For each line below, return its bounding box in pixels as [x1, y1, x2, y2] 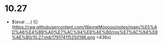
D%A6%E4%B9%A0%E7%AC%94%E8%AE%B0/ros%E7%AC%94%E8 [11, 29, 158, 35]
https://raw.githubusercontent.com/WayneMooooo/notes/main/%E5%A [13, 24, 157, 30]
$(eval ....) [11, 19, 32, 25]
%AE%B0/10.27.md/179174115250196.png [11, 34, 96, 40]
